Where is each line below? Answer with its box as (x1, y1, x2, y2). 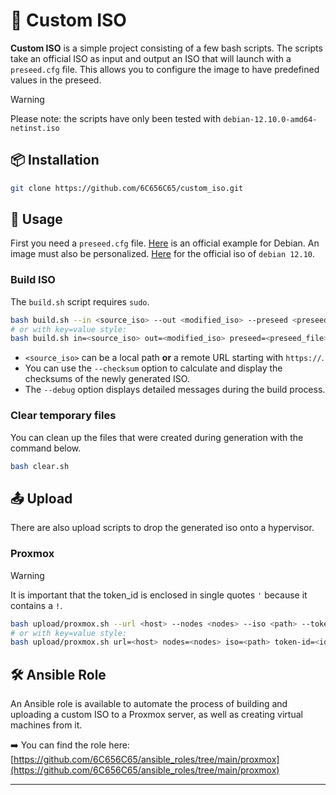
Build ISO (10, 273, 56, 287)
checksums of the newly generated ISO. (24, 373, 190, 385)
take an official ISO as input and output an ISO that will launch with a (10, 52, 292, 64)
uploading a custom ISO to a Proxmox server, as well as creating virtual (10, 709, 303, 721)
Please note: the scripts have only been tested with (10, 112, 222, 124)
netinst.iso (10, 123, 60, 133)
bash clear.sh (10, 461, 70, 471)
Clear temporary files (10, 409, 117, 423)
